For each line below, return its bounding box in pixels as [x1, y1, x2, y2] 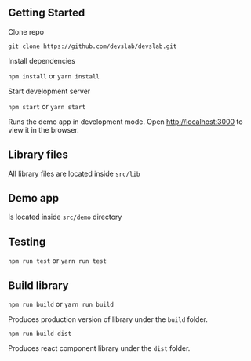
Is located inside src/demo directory [8, 212, 122, 222]
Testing [8, 235, 46, 248]
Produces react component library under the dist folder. [8, 344, 191, 353]
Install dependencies [8, 56, 76, 65]
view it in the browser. [8, 125, 80, 134]
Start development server [8, 86, 91, 96]
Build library [8, 279, 69, 292]
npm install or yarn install [8, 71, 100, 81]
